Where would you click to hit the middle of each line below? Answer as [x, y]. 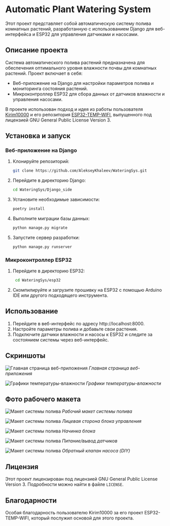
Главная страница [109, 368]
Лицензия [22, 467]
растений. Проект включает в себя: [44, 73]
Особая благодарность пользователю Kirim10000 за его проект [74, 513]
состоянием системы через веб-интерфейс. [61, 339]
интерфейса [18, 34]
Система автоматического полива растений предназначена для [75, 63]
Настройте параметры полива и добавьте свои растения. [75, 329]
